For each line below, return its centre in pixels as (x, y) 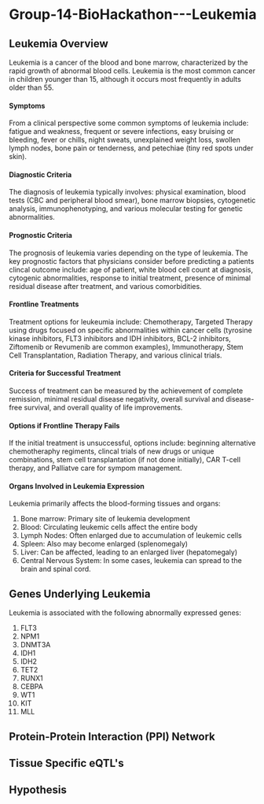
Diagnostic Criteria (40, 174)
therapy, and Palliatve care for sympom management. (96, 468)
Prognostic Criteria (41, 235)
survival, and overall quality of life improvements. (103, 408)
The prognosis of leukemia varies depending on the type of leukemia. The (128, 253)
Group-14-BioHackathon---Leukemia (133, 15)
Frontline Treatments (44, 304)
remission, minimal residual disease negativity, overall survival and (117, 399)
